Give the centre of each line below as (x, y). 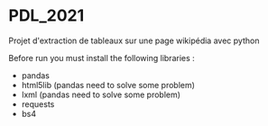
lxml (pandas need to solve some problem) (101, 94)
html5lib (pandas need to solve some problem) (108, 85)
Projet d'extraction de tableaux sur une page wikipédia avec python (134, 40)
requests (38, 103)
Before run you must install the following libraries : (102, 58)
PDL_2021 (46, 16)
